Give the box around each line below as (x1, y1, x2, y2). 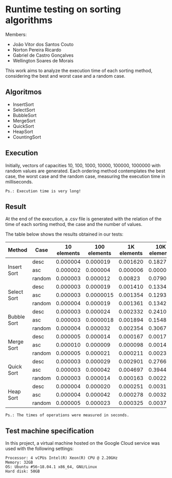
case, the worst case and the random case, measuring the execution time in (5, 173, 165, 179)
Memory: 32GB (5, 460, 33, 465)
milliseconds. (5, 178, 33, 185)
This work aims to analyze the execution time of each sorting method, (5, 67, 153, 74)
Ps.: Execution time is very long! (5, 188, 81, 194)
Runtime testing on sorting (5, 4, 121, 15)
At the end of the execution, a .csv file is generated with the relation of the (5, 216, 162, 222)
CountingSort (12, 134, 41, 140)
